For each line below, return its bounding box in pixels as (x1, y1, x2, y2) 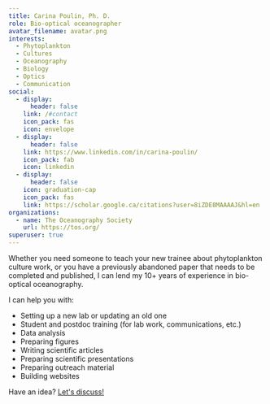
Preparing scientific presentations (20, 354, 134, 363)
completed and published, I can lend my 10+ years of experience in (8, 271, 234, 280)
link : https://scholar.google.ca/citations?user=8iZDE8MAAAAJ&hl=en (23, 201, 260, 209)
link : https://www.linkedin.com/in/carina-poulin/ (23, 148, 198, 156)
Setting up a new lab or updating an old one (20, 311, 168, 320)
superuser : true (8, 231, 63, 240)
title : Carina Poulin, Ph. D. (8, 11, 111, 20)
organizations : (8, 208, 60, 216)
